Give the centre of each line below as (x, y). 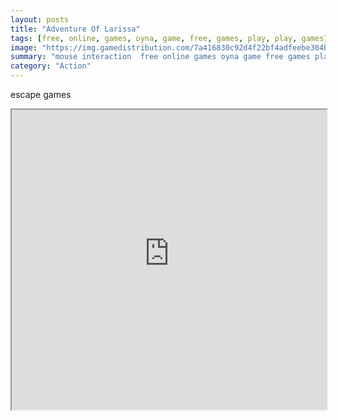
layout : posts (40, 19)
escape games (41, 94)
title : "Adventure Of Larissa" (75, 29)
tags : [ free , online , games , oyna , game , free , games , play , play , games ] (169, 38)
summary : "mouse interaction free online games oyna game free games (160, 57)
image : (24, 47)
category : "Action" (51, 66)
